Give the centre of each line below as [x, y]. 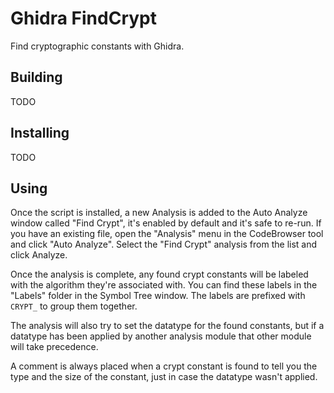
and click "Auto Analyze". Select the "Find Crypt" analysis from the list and [164, 244]
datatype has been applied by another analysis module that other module [161, 336]
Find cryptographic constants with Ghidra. [97, 46]
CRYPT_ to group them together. [74, 306]
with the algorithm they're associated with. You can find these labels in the [164, 285]
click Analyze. [39, 255]
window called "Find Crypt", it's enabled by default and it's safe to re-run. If [166, 223]
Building [36, 77]
